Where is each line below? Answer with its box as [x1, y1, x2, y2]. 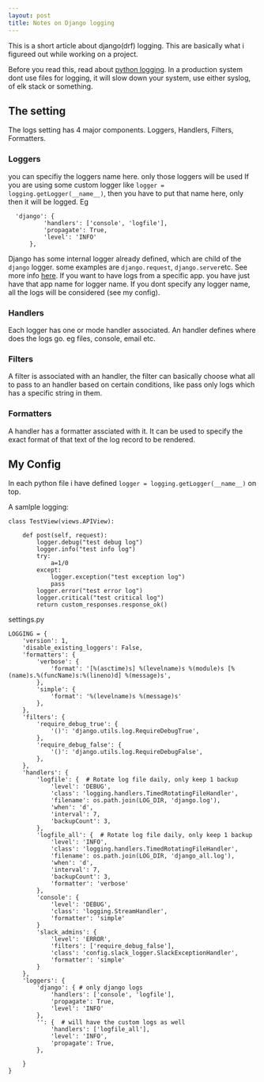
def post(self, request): [22, 532, 108, 540]
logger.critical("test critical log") [36, 594, 164, 602]
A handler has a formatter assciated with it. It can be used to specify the [8, 426, 243, 436]
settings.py [8, 615, 45, 625]
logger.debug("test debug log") [36, 538, 144, 547]
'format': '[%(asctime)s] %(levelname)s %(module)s [50, 665, 224, 673]
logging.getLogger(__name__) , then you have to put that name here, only [8, 188, 243, 198]
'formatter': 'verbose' [50, 880, 129, 888]
